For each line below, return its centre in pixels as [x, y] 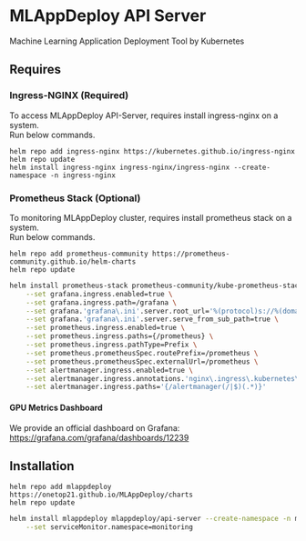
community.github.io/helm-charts [73, 261]
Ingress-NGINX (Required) [69, 95]
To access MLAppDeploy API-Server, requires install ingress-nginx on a [144, 115]
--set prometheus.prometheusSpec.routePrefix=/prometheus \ [142, 353]
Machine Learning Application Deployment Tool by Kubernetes [127, 41]
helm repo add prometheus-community [79, 254]
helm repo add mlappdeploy [61, 487]
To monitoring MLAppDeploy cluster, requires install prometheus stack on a [151, 217]
